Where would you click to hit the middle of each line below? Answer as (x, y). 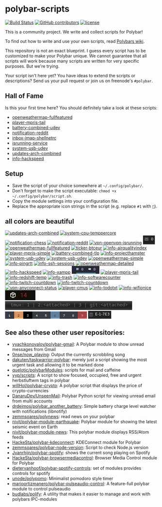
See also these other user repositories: (65, 332)
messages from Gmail (34, 350)
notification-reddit (30, 133)
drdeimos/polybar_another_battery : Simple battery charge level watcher (84, 406)
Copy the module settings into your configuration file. (65, 201)
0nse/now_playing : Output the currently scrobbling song (68, 355)
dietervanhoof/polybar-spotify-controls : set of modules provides (77, 468)
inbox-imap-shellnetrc (34, 138)
